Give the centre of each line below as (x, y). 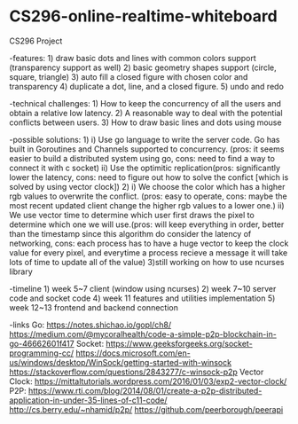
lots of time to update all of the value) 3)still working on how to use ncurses (147, 262)
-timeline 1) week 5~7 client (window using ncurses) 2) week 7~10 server (143, 288)
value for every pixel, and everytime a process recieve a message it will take (149, 252)
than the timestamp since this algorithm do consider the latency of (130, 233)
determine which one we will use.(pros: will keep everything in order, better (147, 224)
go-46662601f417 (42, 343)
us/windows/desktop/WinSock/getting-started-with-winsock (121, 362)
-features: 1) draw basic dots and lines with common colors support (133, 58)
